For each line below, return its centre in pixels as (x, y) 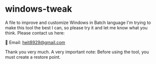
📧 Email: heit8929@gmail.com (35, 42)
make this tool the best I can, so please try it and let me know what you (76, 27)
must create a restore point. (33, 57)
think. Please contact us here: (35, 33)
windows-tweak (39, 9)
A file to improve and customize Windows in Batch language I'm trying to (78, 22)
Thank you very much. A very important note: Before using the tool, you (77, 52)
